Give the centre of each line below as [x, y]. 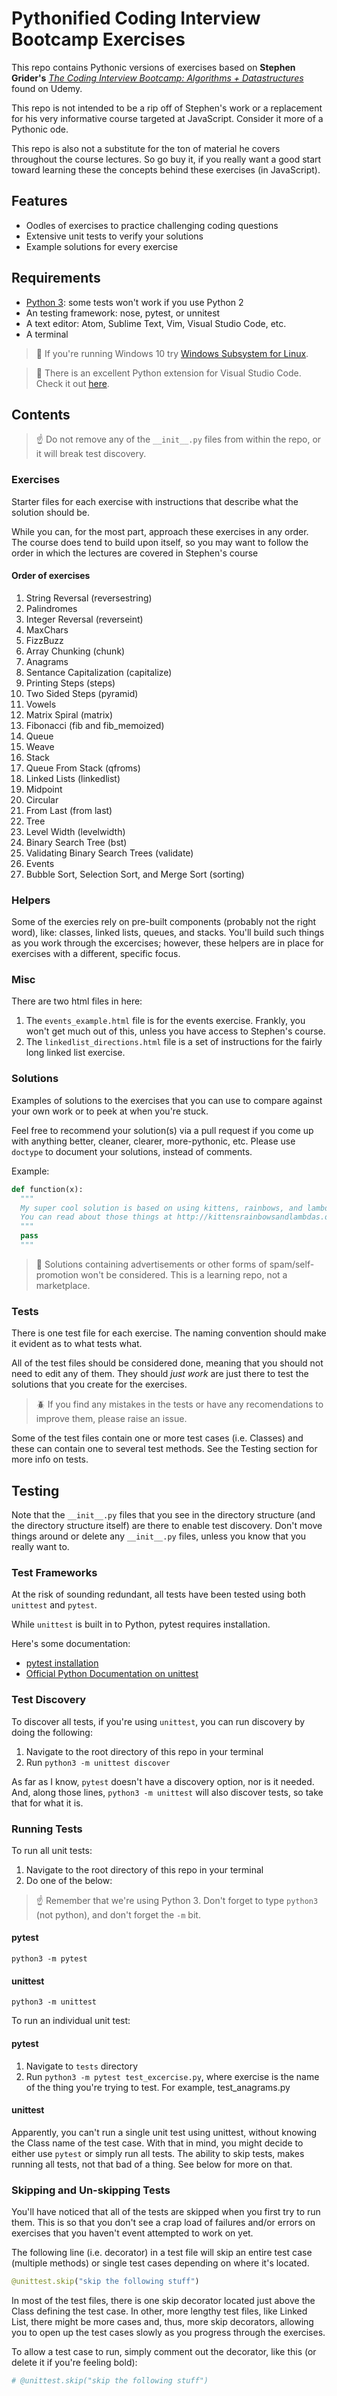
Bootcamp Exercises [98, 39]
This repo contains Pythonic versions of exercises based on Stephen [153, 67]
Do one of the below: [69, 1880]
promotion [57, 1274]
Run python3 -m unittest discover [98, 1762]
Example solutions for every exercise [102, 246]
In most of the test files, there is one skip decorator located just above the [163, 2300]
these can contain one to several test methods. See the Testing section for [164, 1449]
